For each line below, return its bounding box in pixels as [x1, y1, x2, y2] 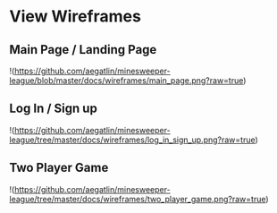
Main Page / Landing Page [9, 42, 157, 57]
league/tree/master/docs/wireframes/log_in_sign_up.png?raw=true [9, 134, 256, 145]
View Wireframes [9, 6, 141, 27]
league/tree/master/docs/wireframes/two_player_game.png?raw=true [9, 193, 266, 204]
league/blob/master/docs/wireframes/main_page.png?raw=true [9, 75, 244, 86]
